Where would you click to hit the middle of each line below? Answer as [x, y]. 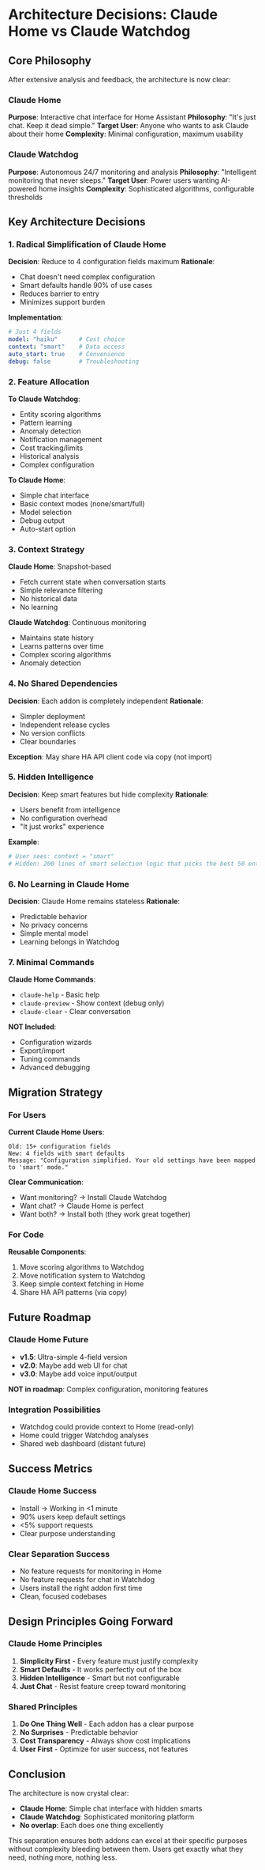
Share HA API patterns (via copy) [73, 1293]
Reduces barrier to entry [60, 293]
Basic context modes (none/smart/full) [82, 503]
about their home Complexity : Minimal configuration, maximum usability [126, 134]
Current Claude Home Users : [56, 1132]
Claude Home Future [49, 1340]
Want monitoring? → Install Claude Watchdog [93, 1197]
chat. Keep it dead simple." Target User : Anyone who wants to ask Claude [129, 126]
